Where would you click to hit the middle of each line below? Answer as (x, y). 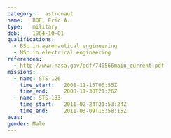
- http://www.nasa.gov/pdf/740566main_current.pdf (89, 66)
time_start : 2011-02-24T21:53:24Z (74, 105)
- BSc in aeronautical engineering (66, 46)
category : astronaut (40, 14)
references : (25, 59)
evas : (15, 117)
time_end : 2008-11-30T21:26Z (69, 91)
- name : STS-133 (37, 98)
